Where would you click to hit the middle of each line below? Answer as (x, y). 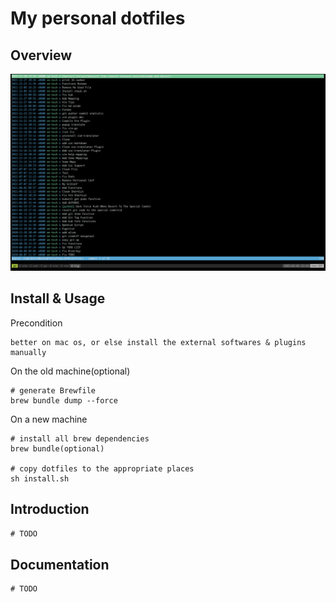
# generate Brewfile (53, 390)
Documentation (60, 564)
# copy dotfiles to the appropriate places (102, 468)
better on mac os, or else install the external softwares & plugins (158, 342)
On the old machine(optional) (70, 371)
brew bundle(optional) (57, 448)
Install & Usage (58, 298)
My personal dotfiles (98, 18)
